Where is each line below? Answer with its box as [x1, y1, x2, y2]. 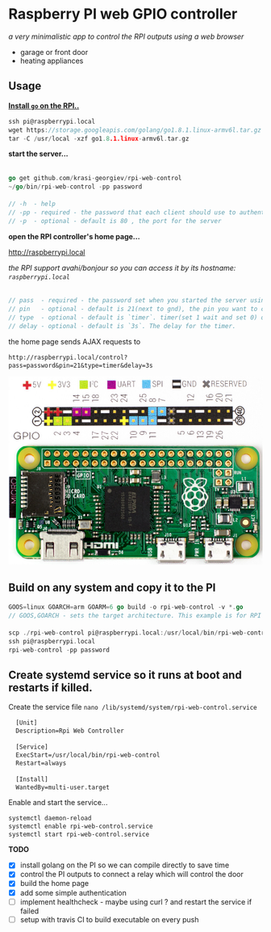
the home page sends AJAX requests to [8, 336, 141, 346]
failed [19, 906, 40, 916]
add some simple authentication [19, 888, 127, 897]
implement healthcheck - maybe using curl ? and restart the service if [19, 896, 252, 906]
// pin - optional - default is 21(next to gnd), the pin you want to [8, 305, 258, 314]
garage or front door [19, 47, 89, 57]
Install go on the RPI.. [8, 100, 80, 110]
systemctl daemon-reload [8, 814, 92, 823]
